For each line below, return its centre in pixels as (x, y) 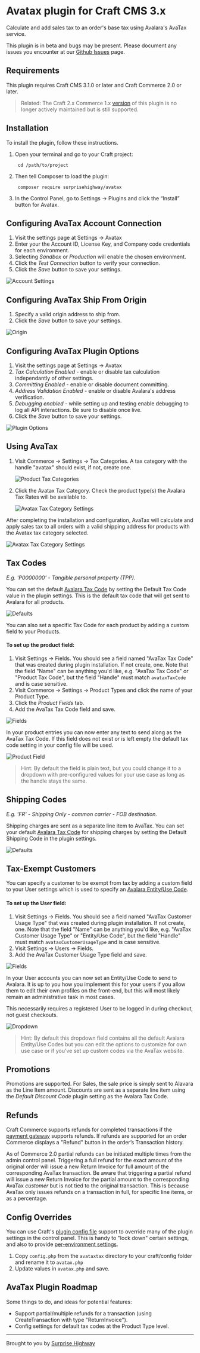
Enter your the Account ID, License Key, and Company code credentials (102, 244)
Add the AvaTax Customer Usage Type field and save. (81, 954)
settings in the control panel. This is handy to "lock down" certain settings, (98, 1238)
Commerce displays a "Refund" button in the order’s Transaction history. (95, 1143)
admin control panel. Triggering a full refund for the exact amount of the (94, 1160)
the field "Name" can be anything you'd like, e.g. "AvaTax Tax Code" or (101, 671)
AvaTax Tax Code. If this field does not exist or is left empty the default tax (97, 738)
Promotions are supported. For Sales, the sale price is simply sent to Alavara (100, 1084)
